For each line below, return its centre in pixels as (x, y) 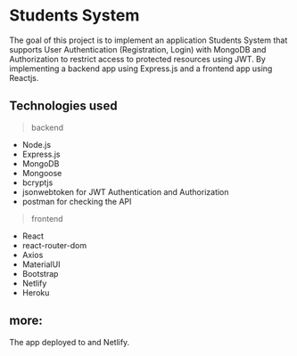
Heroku (36, 292)
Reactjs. (24, 77)
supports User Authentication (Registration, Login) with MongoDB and (138, 49)
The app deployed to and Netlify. (70, 342)
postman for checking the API (77, 201)
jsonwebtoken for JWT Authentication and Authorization (125, 191)
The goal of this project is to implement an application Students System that (148, 40)
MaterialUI (41, 264)
